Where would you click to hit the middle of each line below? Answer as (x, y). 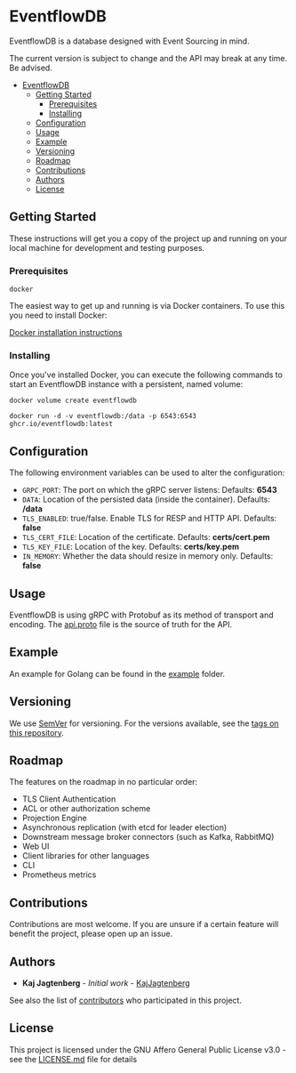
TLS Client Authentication (69, 799)
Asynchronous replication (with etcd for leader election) (124, 827)
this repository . (37, 732)
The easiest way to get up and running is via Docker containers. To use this (147, 306)
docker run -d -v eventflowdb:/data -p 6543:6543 (103, 416)
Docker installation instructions (66, 333)
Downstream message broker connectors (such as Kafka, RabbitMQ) (148, 837)
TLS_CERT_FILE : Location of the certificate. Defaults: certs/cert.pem (146, 537)
